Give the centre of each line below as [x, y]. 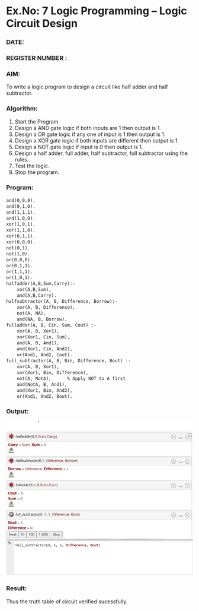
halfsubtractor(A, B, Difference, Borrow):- [62, 301]
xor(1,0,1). [21, 224]
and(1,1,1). [21, 212]
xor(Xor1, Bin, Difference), [53, 372]
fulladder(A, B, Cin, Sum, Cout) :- [51, 325]
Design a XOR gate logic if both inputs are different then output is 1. [97, 140]
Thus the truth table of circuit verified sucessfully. [67, 601]
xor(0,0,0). [21, 242]
